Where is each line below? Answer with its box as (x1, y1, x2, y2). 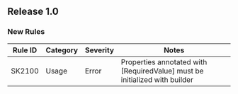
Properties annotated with (120, 57, 208, 66)
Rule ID (12, 45, 38, 55)
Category (45, 45, 79, 55)
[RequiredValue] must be (120, 66, 204, 76)
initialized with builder (120, 74, 193, 84)
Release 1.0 (7, 6, 59, 18)
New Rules (7, 27, 45, 37)
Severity (84, 45, 115, 55)
